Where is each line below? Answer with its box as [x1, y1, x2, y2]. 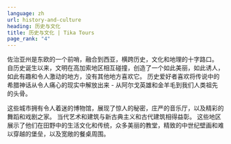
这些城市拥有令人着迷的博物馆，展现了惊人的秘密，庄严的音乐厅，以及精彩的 [7, 104, 224, 112]
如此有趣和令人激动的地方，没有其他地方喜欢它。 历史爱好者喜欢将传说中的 [7, 73, 220, 81]
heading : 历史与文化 [7, 23, 60, 29]
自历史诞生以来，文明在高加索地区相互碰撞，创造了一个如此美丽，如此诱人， [7, 64, 224, 72]
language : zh [7, 10, 45, 17]
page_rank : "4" [7, 36, 51, 43]
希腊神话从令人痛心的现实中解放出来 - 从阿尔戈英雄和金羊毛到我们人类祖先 [7, 81, 219, 89]
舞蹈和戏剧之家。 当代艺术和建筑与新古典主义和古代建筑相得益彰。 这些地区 [7, 112, 221, 121]
